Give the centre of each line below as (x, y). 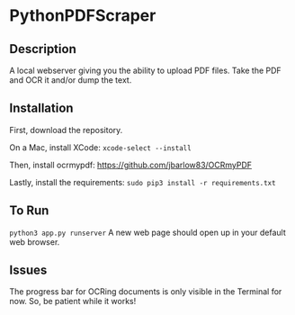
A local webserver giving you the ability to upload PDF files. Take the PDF (145, 70)
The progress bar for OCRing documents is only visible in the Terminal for (146, 292)
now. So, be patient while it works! (73, 301)
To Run (29, 211)
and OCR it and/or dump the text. (71, 80)
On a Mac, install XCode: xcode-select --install (100, 147)
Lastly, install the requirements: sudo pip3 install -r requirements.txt (143, 182)
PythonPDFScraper (83, 16)
